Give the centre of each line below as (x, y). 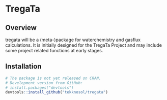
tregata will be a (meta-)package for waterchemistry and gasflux (73, 40)
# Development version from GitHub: (44, 83)
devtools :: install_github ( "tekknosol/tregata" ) (57, 92)
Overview (21, 28)
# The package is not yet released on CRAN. (53, 78)
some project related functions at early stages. (54, 51)
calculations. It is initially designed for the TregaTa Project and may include (83, 45)
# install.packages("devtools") (39, 88)
